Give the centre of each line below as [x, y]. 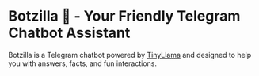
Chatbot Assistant [69, 33]
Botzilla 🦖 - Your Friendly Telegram [124, 16]
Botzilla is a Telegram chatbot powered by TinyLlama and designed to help [130, 55]
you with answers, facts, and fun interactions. [82, 63]
